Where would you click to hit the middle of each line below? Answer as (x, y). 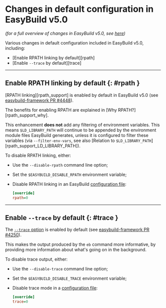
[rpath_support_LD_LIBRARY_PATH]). (43, 146)
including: (15, 48)
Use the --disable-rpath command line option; (60, 165)
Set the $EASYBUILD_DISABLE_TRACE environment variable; (69, 278)
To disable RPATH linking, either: (38, 155)
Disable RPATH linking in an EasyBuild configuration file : (69, 184)
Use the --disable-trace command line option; (60, 269)
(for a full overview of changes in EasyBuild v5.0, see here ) (65, 33)
